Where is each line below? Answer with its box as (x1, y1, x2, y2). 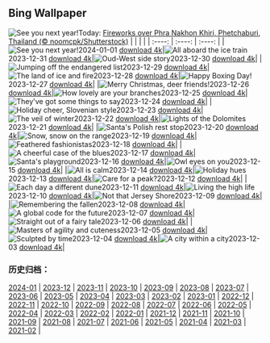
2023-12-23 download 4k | (116, 105, 204, 115)
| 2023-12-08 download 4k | (8, 199, 185, 209)
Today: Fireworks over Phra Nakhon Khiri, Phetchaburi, (78, 27, 261, 37)
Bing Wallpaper (8, 6, 87, 20)
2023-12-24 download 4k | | (120, 96, 212, 106)
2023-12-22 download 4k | (73, 113, 161, 123)
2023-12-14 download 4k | (108, 165, 195, 174)
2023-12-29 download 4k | (122, 62, 210, 72)
